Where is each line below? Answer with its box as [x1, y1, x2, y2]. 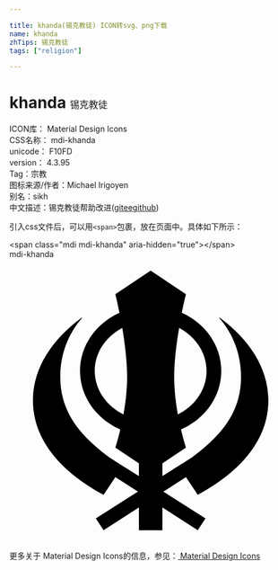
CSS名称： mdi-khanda [9, 135, 96, 146]
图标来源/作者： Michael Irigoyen [9, 180, 129, 191]
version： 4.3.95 [9, 157, 70, 168]
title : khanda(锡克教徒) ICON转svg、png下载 [9, 21, 168, 30]
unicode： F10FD [9, 146, 74, 157]
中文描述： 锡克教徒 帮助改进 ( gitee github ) [9, 202, 160, 213]
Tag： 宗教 [9, 168, 48, 180]
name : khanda [9, 29, 58, 39]
